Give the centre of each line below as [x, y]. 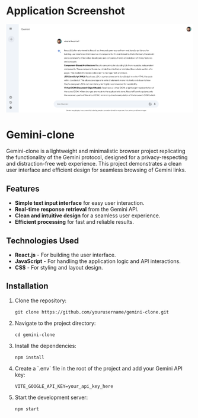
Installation [27, 286]
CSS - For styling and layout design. [59, 267]
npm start [27, 409]
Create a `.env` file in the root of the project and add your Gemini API [98, 368]
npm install [29, 357]
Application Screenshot [66, 11]
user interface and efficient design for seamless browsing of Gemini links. [96, 170]
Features [23, 189]
